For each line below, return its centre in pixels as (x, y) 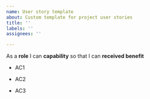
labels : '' (20, 28)
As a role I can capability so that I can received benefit (75, 56)
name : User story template (40, 12)
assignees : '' (24, 34)
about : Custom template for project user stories (70, 17)
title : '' (19, 23)
